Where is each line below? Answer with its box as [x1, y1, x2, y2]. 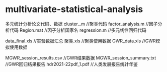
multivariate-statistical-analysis [5, 4, 143, 15]
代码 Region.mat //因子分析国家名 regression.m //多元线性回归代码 [9, 27, 147, 33]
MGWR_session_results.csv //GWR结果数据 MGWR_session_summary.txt [5, 54, 156, 61]
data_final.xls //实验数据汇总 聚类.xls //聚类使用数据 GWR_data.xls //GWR [5, 38, 156, 44]
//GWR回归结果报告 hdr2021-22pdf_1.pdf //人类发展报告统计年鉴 [5, 61, 138, 67]
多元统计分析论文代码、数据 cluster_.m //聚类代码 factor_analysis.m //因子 [5, 21, 158, 27]
